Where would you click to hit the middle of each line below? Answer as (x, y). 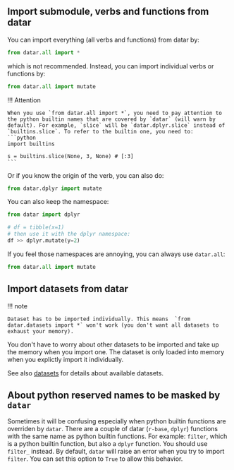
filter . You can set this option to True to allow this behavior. (95, 459)
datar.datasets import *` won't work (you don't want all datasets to (113, 325)
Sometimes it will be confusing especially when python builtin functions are (117, 421)
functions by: (26, 73)
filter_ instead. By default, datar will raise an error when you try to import (116, 452)
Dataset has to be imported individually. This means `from (99, 319)
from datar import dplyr (44, 215)
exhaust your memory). (41, 331)
